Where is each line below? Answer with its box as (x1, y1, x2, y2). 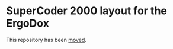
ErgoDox (6, 17, 49, 30)
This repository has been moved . (6, 36, 87, 43)
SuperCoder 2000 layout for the (6, 4, 168, 18)
